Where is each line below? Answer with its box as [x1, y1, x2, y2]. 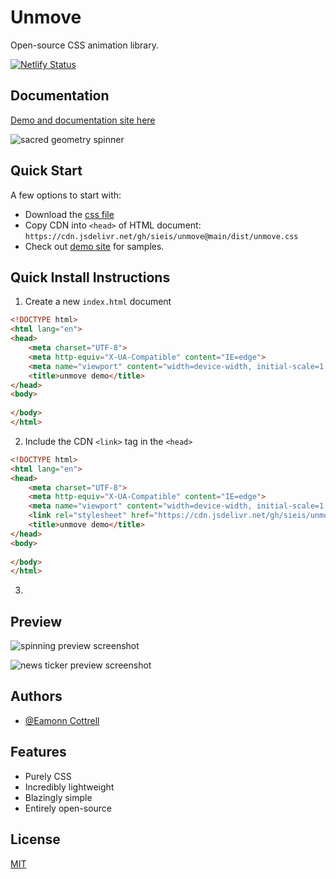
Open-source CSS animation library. [10, 39, 159, 51]
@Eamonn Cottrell [24, 714, 100, 726]
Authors [10, 688, 63, 705]
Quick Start [10, 162, 83, 180]
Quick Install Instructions [10, 269, 171, 286]
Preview [10, 613, 63, 630]
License [10, 831, 61, 848]
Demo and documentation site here [10, 114, 156, 126]
